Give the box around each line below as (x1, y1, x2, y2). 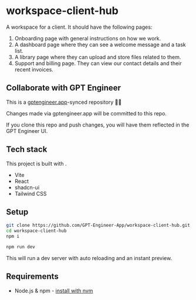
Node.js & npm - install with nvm (14, 287, 93, 294)
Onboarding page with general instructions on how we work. (14, 35, 161, 42)
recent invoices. (14, 66, 54, 73)
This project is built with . (6, 160, 67, 167)
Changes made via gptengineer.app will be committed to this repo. (6, 110, 167, 117)
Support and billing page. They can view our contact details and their (14, 60, 182, 67)
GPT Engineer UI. (6, 127, 48, 134)
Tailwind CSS (14, 190, 47, 197)
